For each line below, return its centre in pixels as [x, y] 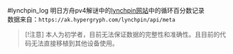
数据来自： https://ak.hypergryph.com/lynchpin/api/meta [91, 19]
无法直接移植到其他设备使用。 [75, 43]
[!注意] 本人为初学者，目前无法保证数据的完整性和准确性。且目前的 [122, 34]
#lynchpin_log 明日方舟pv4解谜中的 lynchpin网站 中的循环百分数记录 [106, 10]
